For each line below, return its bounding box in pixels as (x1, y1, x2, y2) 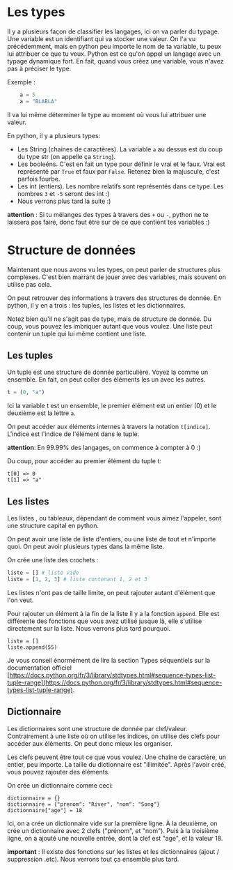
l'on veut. (7, 596, 34, 604)
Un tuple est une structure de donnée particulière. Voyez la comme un (7, 368, 209, 377)
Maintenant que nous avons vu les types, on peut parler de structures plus (7, 265, 221, 273)
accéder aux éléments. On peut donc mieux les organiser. (7, 739, 172, 747)
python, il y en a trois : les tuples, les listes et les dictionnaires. (7, 301, 186, 309)
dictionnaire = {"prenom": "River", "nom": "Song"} (7, 800, 160, 808)
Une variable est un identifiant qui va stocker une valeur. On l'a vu (7, 34, 196, 43)
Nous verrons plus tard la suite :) (17, 197, 111, 205)
